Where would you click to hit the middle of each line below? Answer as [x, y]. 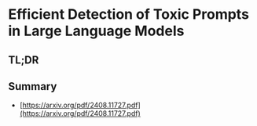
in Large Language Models [96, 31]
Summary [33, 86]
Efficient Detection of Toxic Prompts [129, 14]
